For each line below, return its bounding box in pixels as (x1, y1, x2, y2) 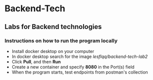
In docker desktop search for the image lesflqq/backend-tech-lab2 (11, 53, 148, 59)
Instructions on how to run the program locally (4, 37, 118, 44)
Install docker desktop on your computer (11, 48, 94, 54)
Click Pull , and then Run (11, 58, 61, 64)
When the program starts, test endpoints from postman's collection (11, 69, 148, 75)
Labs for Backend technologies (4, 23, 102, 31)
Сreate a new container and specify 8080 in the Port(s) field (11, 64, 135, 70)
